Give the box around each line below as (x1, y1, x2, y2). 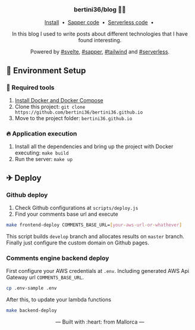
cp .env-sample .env (6, 285, 58, 291)
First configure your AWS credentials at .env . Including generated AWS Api (6, 268, 189, 275)
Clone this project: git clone (14, 103, 86, 110)
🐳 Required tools (6, 83, 55, 92)
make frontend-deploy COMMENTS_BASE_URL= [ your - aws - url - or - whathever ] (6, 222, 183, 228)
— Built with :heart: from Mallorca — (55, 318, 144, 325)
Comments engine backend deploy (6, 254, 109, 262)
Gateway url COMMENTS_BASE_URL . (6, 274, 84, 281)
